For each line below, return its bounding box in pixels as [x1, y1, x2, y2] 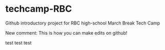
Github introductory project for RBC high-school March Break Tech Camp [5, 20, 160, 26]
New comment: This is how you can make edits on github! [5, 30, 128, 36]
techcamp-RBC [5, 3, 72, 15]
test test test [5, 39, 32, 46]
